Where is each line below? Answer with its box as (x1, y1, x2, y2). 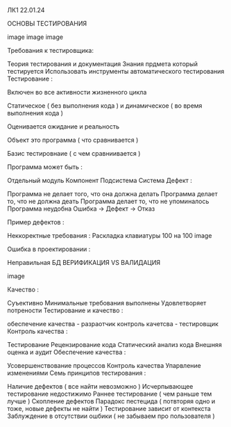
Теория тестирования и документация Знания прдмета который (7, 60, 198, 68)
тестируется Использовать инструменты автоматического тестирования (7, 67, 225, 75)
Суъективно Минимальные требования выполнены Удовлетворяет (7, 299, 207, 307)
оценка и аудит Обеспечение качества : (7, 348, 126, 356)
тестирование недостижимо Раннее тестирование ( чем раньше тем (7, 389, 212, 398)
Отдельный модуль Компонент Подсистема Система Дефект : (7, 177, 192, 184)
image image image (7, 33, 64, 41)
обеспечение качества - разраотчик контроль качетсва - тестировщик (7, 320, 219, 328)
